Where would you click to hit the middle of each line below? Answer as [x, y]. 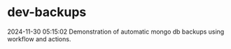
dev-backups [47, 12]
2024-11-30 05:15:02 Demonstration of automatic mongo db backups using [116, 31]
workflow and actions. [39, 38]
